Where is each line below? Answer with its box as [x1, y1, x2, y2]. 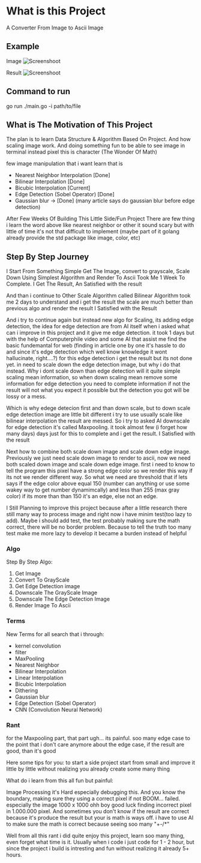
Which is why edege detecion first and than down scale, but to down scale [6, 404, 191, 412]
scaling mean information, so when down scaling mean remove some [6, 374, 178, 381]
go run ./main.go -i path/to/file [6, 102, 81, 109]
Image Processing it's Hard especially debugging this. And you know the [6, 789, 186, 796]
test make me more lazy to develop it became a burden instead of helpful [6, 530, 187, 537]
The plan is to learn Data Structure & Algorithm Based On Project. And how [6, 136, 191, 143]
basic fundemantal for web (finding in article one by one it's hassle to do [6, 342, 185, 349]
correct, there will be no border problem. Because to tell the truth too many [6, 523, 192, 531]
